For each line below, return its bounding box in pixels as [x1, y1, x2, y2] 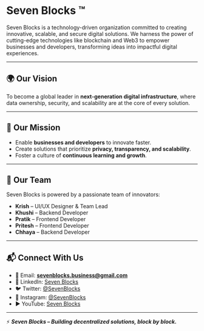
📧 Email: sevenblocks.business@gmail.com [15, 271, 128, 279]
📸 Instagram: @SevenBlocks [15, 294, 86, 301]
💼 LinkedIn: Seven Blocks [15, 278, 79, 285]
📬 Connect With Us [6, 253, 84, 263]
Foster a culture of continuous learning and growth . [15, 151, 147, 159]
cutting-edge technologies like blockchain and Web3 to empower [6, 36, 170, 44]
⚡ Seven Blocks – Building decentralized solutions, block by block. [6, 318, 177, 326]
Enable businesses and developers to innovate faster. [15, 138, 152, 146]
